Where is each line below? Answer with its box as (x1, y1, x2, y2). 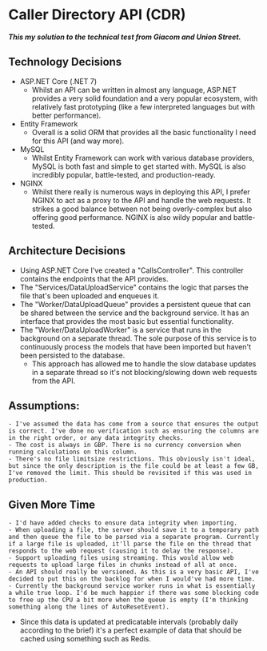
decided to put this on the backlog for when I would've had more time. (8, 575, 256, 583)
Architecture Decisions (8, 244, 126, 258)
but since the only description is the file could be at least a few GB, (8, 462, 260, 470)
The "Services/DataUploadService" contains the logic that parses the (19, 282, 249, 292)
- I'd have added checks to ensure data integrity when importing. (8, 519, 238, 527)
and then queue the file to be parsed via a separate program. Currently (8, 533, 260, 541)
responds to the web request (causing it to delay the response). (8, 547, 234, 555)
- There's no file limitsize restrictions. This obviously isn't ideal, (8, 455, 256, 463)
